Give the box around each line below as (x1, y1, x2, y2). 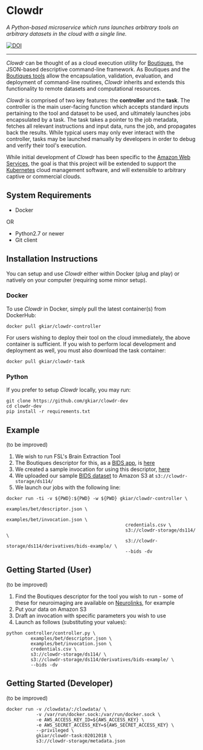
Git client (14, 236, 37, 243)
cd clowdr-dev (6, 403, 42, 409)
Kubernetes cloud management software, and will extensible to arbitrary (6, 166, 186, 173)
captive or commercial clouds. (6, 173, 82, 180)
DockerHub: (6, 311, 36, 318)
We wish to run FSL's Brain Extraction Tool (14, 452, 121, 460)
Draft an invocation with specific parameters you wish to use (14, 612, 166, 619)
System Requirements (6, 190, 92, 200)
